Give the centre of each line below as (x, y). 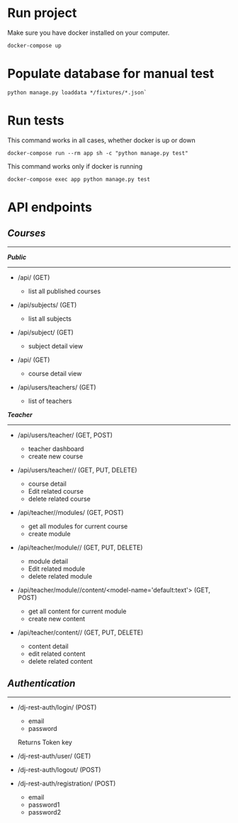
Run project (42, 13)
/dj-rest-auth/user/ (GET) (54, 756)
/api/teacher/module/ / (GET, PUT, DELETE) (80, 547)
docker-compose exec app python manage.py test (79, 179)
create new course (56, 456)
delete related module (60, 576)
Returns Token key (45, 742)
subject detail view (56, 346)
